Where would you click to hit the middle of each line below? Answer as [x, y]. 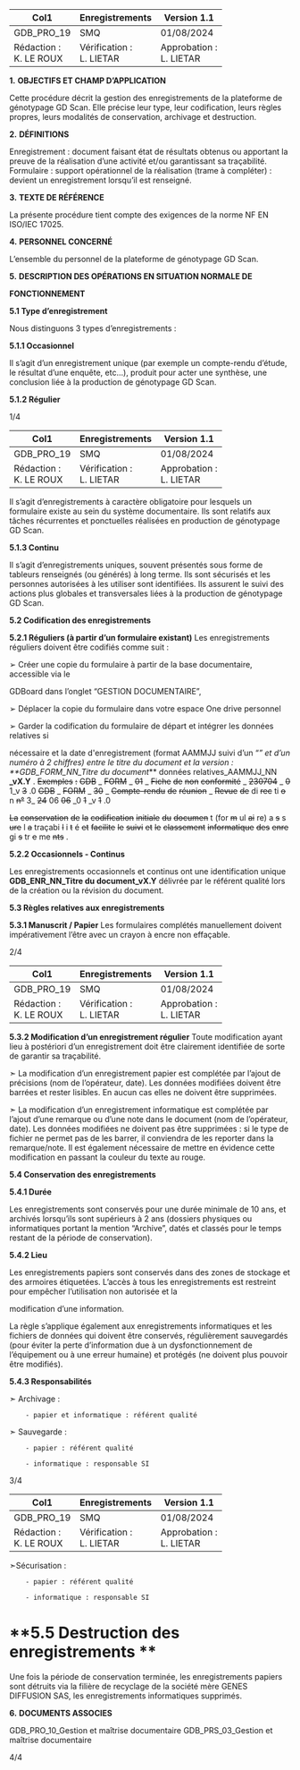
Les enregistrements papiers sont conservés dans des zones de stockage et [150, 1272]
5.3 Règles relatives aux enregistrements [87, 908]
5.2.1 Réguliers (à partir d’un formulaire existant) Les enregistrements [140, 638]
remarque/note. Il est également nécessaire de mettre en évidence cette [142, 1148]
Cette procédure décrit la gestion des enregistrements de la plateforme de [146, 98]
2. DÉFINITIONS [39, 134]
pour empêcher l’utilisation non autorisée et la [93, 1291]
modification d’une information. [67, 1309]
